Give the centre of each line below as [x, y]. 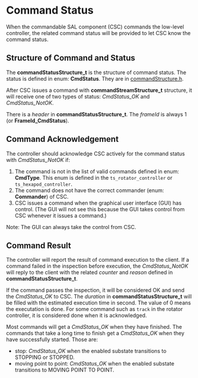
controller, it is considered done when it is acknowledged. [76, 316]
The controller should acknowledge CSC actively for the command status [95, 153]
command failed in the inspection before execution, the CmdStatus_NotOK [97, 266]
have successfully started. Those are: [52, 339]
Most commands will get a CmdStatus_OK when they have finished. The [94, 327]
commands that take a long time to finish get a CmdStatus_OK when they [95, 333]
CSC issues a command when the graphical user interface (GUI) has [98, 203]
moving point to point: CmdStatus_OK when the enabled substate [95, 364]
